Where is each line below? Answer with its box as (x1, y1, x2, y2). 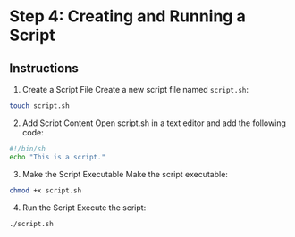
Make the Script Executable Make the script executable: (21, 168, 228, 179)
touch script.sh (9, 102, 70, 110)
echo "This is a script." (9, 152, 105, 161)
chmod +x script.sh (9, 185, 82, 195)
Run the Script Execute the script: (21, 202, 147, 213)
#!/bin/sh (9, 144, 46, 153)
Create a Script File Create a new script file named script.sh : (21, 85, 249, 94)
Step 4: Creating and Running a (9, 6, 246, 27)
